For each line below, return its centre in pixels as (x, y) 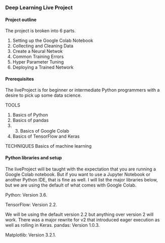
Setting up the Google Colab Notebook (53, 41)
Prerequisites (20, 79)
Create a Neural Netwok (38, 51)
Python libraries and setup (34, 157)
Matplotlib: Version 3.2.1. (31, 235)
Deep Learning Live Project (39, 8)
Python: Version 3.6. (26, 195)
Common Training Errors (38, 56)
